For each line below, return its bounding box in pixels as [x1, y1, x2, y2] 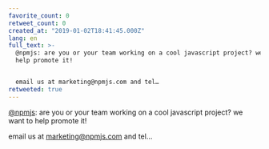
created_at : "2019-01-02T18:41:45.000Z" [8, 26, 146, 34]
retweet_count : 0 [8, 19, 66, 27]
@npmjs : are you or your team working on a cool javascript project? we [8, 107, 243, 117]
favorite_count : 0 [8, 11, 70, 20]
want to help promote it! [8, 115, 87, 125]
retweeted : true [8, 85, 62, 93]
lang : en [8, 34, 38, 42]
